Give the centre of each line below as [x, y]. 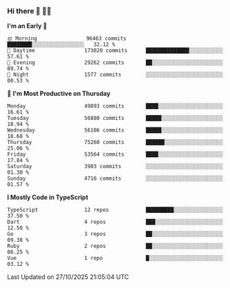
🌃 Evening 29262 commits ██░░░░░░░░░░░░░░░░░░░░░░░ [115, 63]
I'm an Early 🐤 [27, 26]
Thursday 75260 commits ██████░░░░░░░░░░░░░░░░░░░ [115, 143]
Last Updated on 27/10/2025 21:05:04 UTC [68, 277]
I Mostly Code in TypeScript [48, 197]
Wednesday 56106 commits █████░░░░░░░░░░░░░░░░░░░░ [115, 130]
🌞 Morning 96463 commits [67, 39]
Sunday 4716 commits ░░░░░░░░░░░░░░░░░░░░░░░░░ [115, 178]
